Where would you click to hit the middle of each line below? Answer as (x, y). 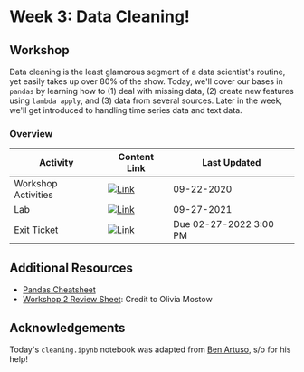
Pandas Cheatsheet (59, 290)
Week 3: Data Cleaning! (100, 17)
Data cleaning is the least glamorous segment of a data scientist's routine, (147, 72)
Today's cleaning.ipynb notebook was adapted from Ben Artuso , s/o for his (150, 349)
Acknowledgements (67, 328)
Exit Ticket (36, 230)
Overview (31, 133)
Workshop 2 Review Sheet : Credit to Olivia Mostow (117, 300)
